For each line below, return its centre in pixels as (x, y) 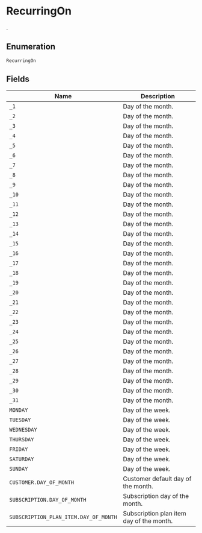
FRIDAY (19, 449)
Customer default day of (157, 479)
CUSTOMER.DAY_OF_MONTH (41, 482)
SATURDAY (22, 459)
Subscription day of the (156, 496)
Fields (18, 79)
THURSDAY (22, 439)
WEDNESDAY (23, 430)
